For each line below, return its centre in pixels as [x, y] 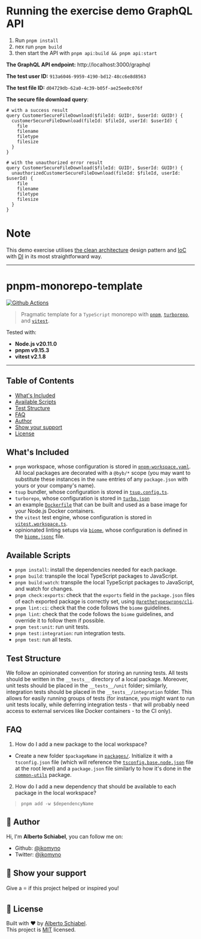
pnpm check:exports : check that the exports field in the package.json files [105, 595]
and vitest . [35, 321]
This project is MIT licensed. [41, 930]
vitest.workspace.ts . [41, 524]
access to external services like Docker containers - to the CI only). [89, 711]
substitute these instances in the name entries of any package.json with [101, 479]
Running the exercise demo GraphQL [99, 11]
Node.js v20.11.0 [36, 344]
